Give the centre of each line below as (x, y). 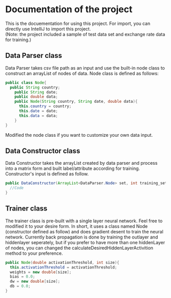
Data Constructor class (43, 151)
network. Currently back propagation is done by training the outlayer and (82, 237)
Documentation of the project (69, 9)
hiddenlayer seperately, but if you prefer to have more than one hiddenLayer (85, 242)
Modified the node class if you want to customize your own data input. (79, 135)
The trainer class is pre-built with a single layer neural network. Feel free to (84, 221)
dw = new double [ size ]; (35, 281)
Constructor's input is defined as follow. (47, 174)
